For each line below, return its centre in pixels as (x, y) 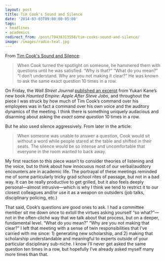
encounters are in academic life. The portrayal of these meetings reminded (81, 171)
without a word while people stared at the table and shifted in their (84, 141)
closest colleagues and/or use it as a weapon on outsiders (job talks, (75, 192)
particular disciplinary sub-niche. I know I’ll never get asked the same (76, 244)
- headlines (17, 28)
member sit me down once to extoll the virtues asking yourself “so (72, 212)
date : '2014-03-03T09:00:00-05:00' (42, 19)
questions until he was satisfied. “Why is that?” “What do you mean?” (87, 70)
